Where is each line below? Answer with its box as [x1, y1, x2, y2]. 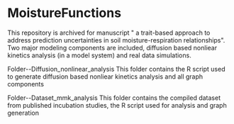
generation [7, 108, 39, 117]
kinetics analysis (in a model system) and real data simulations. [7, 51, 191, 60]
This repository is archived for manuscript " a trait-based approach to [7, 28, 211, 37]
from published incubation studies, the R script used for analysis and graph [7, 101, 227, 109]
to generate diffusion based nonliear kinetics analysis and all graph [7, 72, 204, 81]
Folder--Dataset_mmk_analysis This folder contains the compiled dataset [7, 94, 221, 102]
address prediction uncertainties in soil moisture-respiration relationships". [7, 35, 225, 44]
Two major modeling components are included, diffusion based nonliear [7, 43, 218, 52]
